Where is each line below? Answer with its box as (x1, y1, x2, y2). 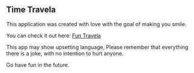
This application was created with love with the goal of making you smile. (6, 20, 187, 27)
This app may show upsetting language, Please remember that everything (6, 43, 189, 50)
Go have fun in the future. (6, 61, 70, 68)
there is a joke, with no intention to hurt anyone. (6, 50, 124, 57)
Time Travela (6, 5, 56, 15)
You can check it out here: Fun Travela (6, 32, 101, 39)
